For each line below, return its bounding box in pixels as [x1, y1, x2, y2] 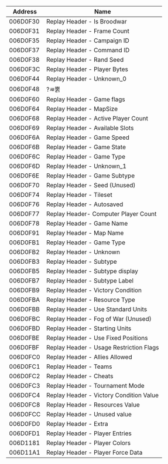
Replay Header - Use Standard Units [46, 305, 148, 313]
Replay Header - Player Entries [46, 429, 132, 437]
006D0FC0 [9, 353, 40, 361]
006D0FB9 [9, 286, 40, 294]
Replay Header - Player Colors [46, 439, 131, 447]
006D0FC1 [9, 362, 40, 371]
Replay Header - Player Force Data [46, 449, 143, 456]
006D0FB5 [9, 267, 40, 275]
